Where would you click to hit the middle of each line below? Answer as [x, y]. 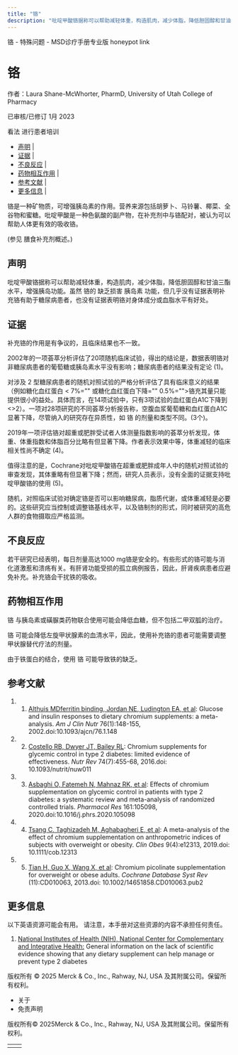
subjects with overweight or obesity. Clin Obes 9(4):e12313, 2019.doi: [129, 844]
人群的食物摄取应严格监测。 [48, 516]
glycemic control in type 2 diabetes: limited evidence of [109, 754]
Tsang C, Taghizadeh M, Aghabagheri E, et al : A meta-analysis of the [129, 829]
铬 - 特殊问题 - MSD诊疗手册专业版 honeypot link [79, 42]
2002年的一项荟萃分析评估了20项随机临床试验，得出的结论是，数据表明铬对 [118, 358]
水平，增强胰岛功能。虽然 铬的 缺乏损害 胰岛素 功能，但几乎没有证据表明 [113, 291]
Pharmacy [22, 102]
